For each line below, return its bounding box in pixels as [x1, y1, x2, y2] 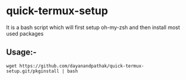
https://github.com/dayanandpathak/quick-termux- [19, 63, 145, 69]
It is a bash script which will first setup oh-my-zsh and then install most [6, 24, 181, 31]
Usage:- [6, 47, 37, 57]
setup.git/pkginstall [6, 68, 60, 74]
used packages [6, 30, 44, 37]
